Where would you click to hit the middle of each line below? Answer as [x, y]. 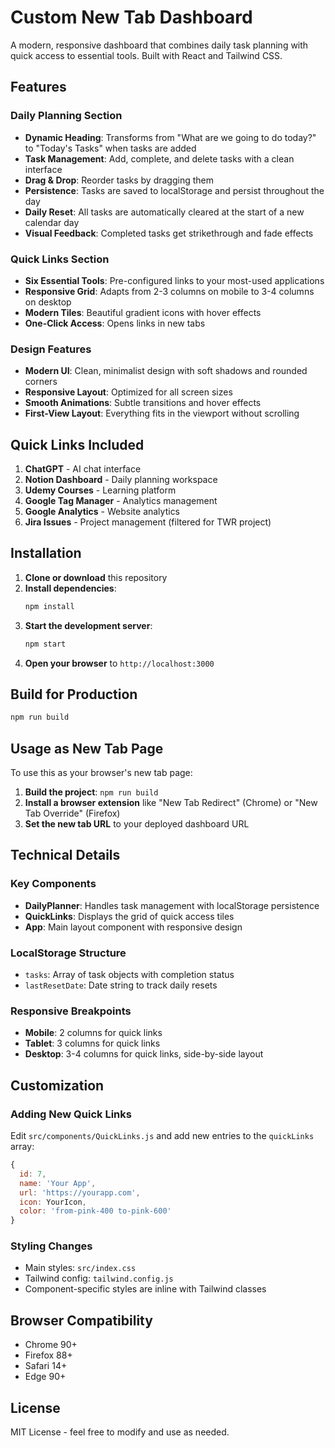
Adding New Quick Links [71, 1114]
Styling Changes [51, 1246]
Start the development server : [88, 625]
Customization [57, 1085]
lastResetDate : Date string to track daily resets [121, 985]
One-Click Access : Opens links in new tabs [115, 323]
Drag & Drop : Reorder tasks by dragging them [119, 180]
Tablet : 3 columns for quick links [92, 1043]
